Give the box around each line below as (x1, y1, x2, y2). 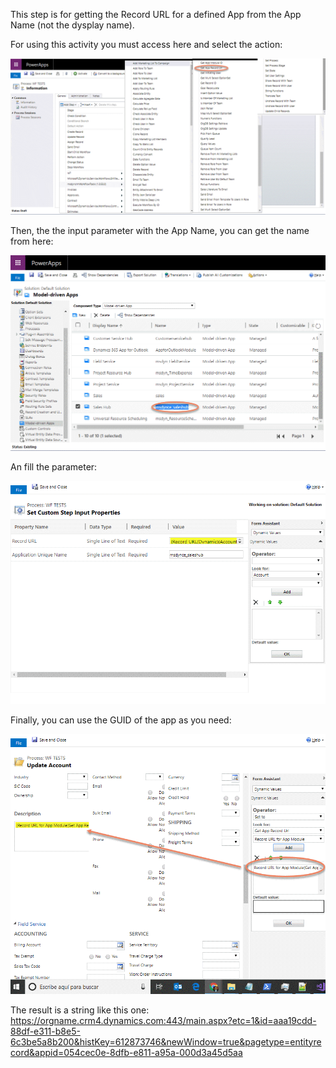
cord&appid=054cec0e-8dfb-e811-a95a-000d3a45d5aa (10, 1046, 243, 1058)
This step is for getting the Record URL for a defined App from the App (10, 9, 302, 20)
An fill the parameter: (10, 460, 98, 473)
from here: (10, 235, 54, 248)
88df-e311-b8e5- (10, 1025, 81, 1037)
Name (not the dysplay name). (10, 19, 135, 31)
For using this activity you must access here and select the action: (10, 39, 283, 50)
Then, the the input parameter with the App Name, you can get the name (10, 225, 310, 237)
